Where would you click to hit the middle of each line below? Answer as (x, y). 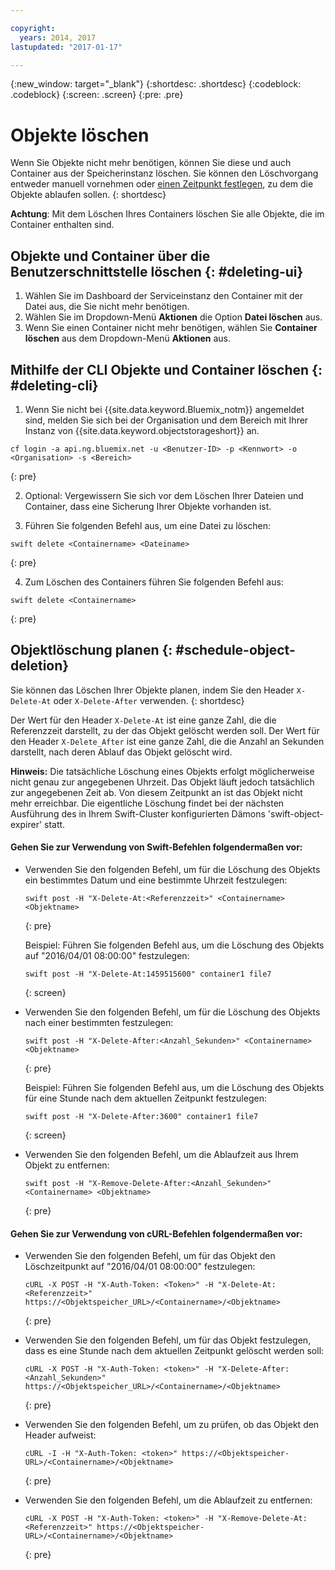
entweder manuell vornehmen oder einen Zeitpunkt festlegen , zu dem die (162, 184)
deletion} (40, 666)
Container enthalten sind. (62, 225)
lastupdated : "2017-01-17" (66, 47)
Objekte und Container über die (110, 256)
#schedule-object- (235, 650)
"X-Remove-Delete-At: (262, 1519)
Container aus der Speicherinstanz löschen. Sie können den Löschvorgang (164, 173)
